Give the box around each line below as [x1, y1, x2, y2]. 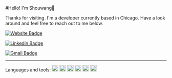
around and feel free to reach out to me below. [5, 21, 103, 26]
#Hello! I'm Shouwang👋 [5, 5, 55, 11]
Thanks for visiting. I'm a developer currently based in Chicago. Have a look [5, 15, 165, 21]
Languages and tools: [5, 67, 51, 73]
